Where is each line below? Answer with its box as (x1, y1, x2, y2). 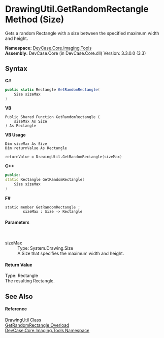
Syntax (5, 65, 28, 73)
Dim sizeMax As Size (5, 141, 48, 146)
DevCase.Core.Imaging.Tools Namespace (5, 327, 90, 333)
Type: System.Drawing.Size (17, 245, 73, 251)
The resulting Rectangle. (5, 278, 55, 284)
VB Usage (5, 132, 26, 138)
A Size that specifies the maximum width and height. (17, 250, 124, 257)
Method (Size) (5, 14, 65, 25)
